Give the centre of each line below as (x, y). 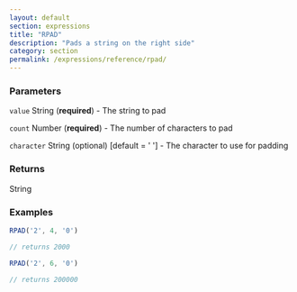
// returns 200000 (44, 279)
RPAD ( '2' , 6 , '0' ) (44, 263)
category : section (44, 51)
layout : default (40, 18)
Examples (31, 212)
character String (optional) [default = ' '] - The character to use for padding (149, 146)
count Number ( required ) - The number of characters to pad (121, 128)
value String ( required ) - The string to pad (88, 111)
